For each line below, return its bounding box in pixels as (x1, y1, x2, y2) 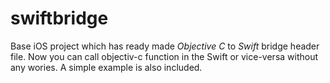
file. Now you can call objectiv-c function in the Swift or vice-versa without (10, 50, 319, 62)
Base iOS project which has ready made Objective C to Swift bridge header (10, 40, 320, 52)
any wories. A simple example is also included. (10, 61, 203, 73)
